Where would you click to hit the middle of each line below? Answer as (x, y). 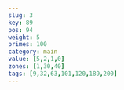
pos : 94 (21, 30)
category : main (33, 52)
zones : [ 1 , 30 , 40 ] (36, 67)
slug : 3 (21, 15)
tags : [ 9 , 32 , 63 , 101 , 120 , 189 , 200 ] (63, 74)
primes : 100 (27, 45)
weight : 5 (24, 37)
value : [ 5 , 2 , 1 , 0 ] (36, 59)
